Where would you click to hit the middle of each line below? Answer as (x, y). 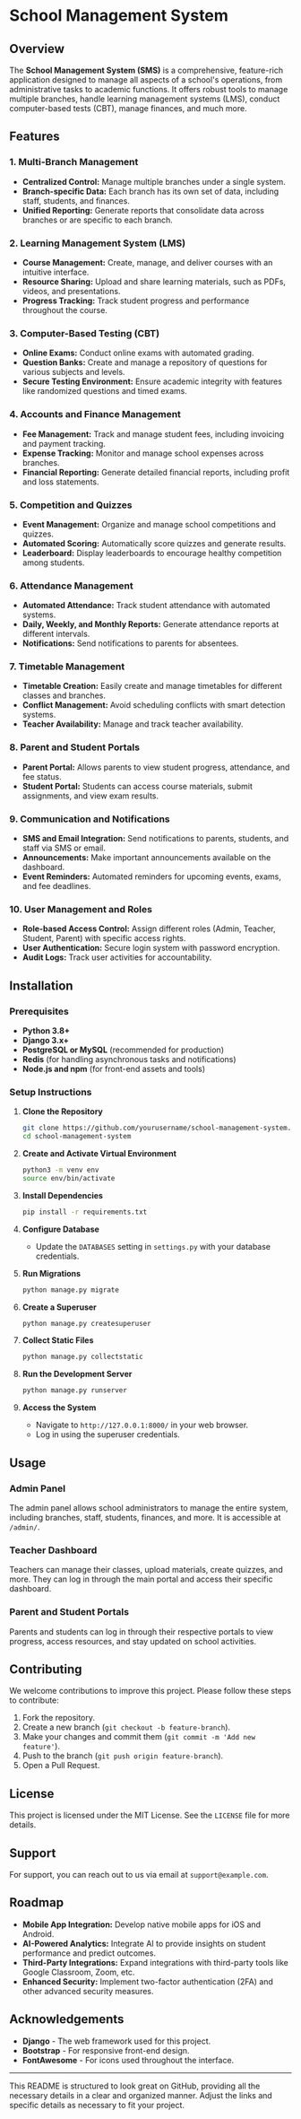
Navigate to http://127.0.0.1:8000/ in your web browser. (142, 1425)
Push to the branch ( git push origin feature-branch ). (123, 1756)
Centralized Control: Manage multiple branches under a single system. (154, 181)
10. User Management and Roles (81, 909)
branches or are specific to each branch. (97, 220)
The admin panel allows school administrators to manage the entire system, (149, 1507)
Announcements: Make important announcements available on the (146, 858)
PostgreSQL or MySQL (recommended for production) (123, 1050)
